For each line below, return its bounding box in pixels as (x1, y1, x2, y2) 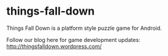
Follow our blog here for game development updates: (6, 36, 141, 43)
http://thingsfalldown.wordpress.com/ (6, 43, 102, 50)
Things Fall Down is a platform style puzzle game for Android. (6, 24, 162, 32)
